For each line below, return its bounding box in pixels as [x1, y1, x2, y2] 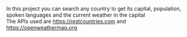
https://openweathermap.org [6, 24, 78, 31]
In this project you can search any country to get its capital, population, [6, 5, 182, 12]
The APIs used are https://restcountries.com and [6, 18, 127, 24]
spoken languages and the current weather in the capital [6, 11, 145, 18]
